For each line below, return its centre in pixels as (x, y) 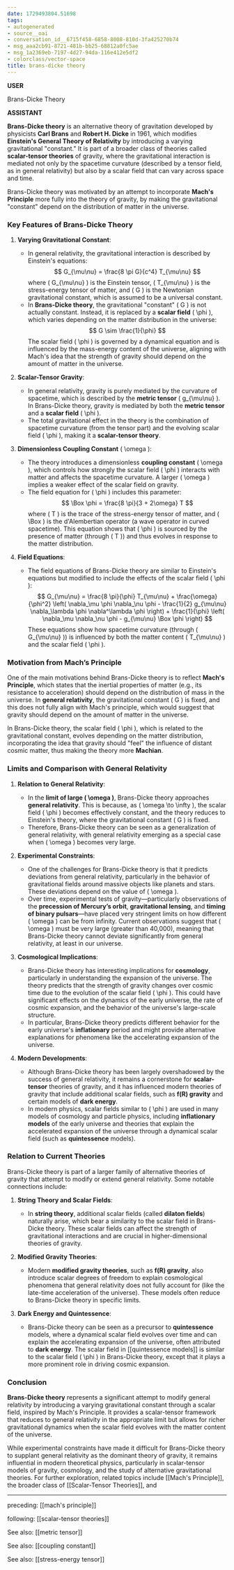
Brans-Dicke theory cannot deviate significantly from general (115, 936)
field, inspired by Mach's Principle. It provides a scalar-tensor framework (112, 1412)
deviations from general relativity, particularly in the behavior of (119, 876)
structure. (42, 1015)
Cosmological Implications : (58, 957)
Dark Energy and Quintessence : (64, 1313)
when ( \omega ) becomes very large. (82, 842)
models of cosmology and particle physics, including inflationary (122, 1116)
